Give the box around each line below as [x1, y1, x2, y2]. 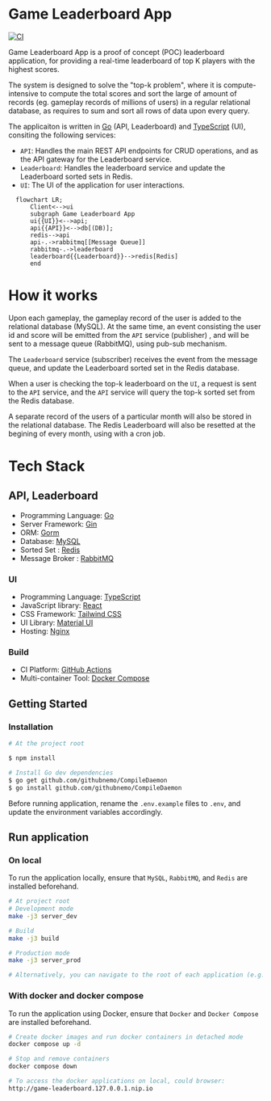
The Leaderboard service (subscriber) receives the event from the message [8, 354, 258, 364]
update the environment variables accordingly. [8, 807, 163, 816]
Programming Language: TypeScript [19, 592, 141, 602]
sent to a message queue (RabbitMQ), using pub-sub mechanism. [8, 339, 227, 348]
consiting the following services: [8, 130, 116, 140]
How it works [8, 286, 98, 305]
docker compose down [8, 1062, 78, 1071]
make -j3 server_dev [8, 912, 78, 920]
